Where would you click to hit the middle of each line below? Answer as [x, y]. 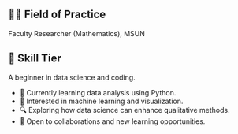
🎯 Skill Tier [35, 59]
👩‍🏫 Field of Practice [57, 15]
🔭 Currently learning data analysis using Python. [98, 92]
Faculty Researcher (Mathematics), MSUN [77, 33]
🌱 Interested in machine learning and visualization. [101, 101]
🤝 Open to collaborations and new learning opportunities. [112, 121]
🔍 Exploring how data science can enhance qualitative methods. [125, 110]
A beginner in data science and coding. [72, 77]
